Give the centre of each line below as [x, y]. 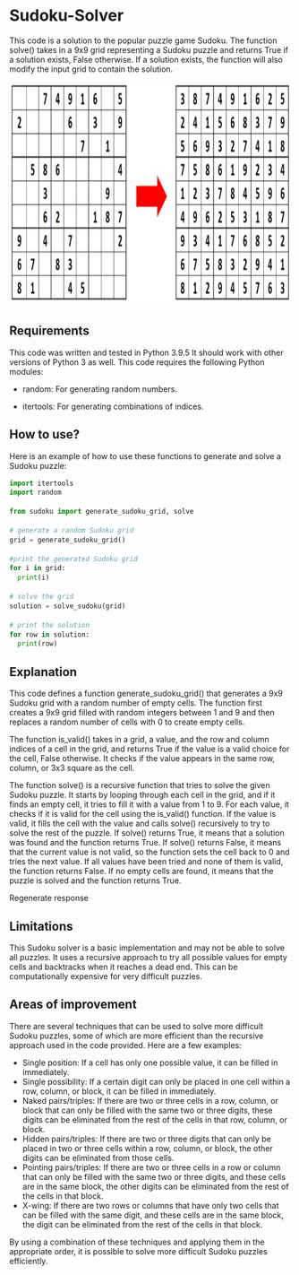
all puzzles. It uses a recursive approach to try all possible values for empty [149, 957]
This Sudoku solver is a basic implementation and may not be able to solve [147, 948]
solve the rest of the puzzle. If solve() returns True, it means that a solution [147, 833]
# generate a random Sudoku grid [72, 530]
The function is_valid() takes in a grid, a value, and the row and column [140, 740]
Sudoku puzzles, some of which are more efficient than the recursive [137, 1036]
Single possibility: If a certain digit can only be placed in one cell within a [156, 1081]
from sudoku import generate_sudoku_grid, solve [102, 512]
